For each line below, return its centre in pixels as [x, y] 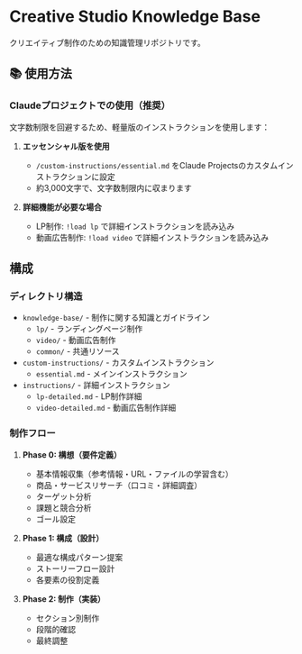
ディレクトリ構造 [46, 296]
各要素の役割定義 [68, 579]
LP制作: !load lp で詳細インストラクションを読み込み [135, 226]
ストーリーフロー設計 [75, 568]
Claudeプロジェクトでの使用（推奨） [90, 105]
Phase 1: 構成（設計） [63, 538]
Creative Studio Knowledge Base [135, 17]
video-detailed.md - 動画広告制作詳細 [106, 408]
